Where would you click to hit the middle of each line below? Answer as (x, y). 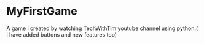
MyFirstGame (42, 11)
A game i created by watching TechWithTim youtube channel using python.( (102, 28)
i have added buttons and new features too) (62, 34)
